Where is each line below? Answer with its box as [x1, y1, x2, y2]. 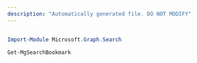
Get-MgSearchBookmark [7, 49, 72, 56]
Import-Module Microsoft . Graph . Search [7, 36, 122, 43]
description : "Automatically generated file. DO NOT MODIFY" [7, 10, 192, 18]
